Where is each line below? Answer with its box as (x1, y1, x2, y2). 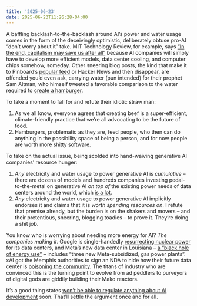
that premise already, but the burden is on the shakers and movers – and (14, 208, 191, 215)
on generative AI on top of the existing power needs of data (46, 182, 191, 189)
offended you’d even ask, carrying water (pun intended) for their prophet (6, 74, 182, 81)
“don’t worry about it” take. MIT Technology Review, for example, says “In (6, 42, 185, 50)
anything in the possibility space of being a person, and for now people (14, 134, 188, 142)
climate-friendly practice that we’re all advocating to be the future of (14, 116, 181, 123)
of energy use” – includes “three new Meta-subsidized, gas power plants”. (6, 250, 186, 257)
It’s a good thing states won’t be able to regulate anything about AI (6, 287, 167, 294)
